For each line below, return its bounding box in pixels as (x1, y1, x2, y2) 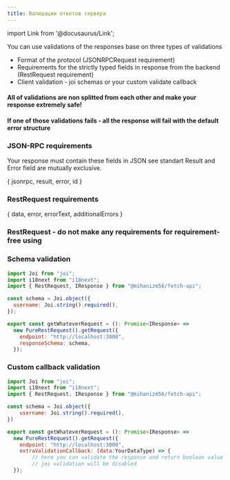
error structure (7, 123, 51, 132)
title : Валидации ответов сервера (7, 10, 107, 17)
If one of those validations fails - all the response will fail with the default (7, 116, 219, 125)
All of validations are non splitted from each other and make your (7, 94, 197, 102)
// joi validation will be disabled (32, 461, 137, 468)
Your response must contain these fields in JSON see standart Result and (7, 156, 216, 165)
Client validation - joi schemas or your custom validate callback (17, 77, 198, 86)
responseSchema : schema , (19, 340, 91, 346)
